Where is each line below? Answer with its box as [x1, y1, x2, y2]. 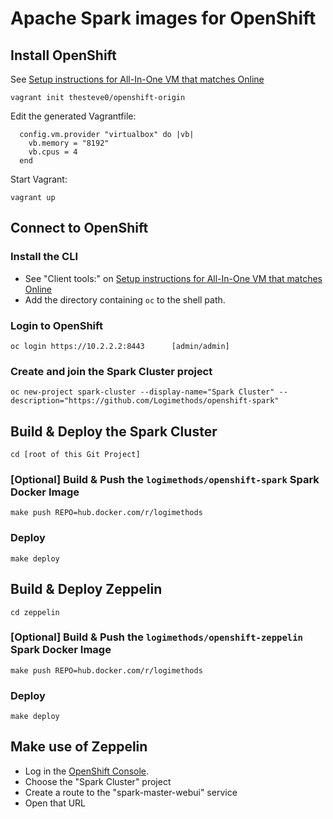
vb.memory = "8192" [28, 138, 110, 148]
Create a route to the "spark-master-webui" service [24, 786, 238, 798]
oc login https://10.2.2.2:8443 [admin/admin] [10, 341, 230, 351]
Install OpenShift [10, 47, 117, 64]
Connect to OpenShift [10, 220, 149, 237]
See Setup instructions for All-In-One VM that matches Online [10, 73, 265, 85]
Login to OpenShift [10, 318, 103, 332]
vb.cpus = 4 [28, 147, 78, 157]
